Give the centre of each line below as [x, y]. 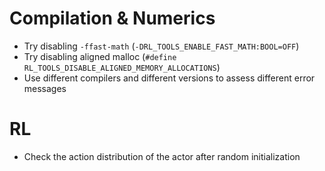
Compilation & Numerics [112, 18]
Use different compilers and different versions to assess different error [169, 78]
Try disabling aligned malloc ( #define [100, 56]
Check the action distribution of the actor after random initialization [162, 156]
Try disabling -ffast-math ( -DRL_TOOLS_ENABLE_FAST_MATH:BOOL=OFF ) [161, 46]
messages [45, 88]
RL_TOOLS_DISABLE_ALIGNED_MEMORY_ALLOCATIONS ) [122, 67]
